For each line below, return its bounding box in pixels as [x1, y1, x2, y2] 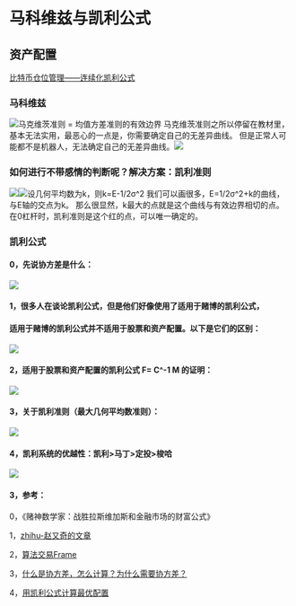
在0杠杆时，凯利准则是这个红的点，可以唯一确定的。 [9, 210, 204, 221]
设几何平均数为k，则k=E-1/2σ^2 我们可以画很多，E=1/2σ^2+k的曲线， [27, 188, 285, 198]
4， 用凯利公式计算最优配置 [9, 587, 109, 598]
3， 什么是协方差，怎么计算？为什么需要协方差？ [9, 568, 187, 579]
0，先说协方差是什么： [9, 259, 94, 270]
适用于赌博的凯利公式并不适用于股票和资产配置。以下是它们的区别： [9, 322, 261, 333]
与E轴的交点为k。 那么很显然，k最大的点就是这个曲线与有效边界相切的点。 [9, 199, 284, 210]
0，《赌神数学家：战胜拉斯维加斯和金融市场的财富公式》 [9, 511, 215, 522]
